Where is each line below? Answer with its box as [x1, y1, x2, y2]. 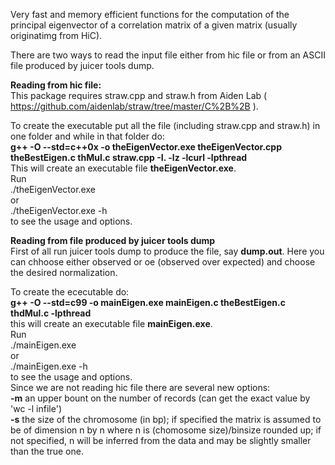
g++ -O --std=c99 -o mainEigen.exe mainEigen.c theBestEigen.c [10, 297, 286, 308]
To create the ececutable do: [10, 286, 130, 298]
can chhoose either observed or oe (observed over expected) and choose [10, 256, 316, 268]
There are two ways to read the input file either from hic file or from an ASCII [10, 49, 326, 61]
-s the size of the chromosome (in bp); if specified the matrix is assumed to [10, 414, 322, 425]
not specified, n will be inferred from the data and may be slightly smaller [10, 435, 312, 446]
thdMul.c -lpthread [10, 307, 92, 319]
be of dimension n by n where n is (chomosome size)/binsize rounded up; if [10, 424, 322, 436]
